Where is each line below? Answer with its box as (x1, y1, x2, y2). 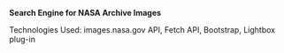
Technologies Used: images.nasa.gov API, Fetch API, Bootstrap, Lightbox (9, 25, 276, 34)
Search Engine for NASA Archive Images (9, 8, 162, 18)
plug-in (9, 34, 35, 44)
